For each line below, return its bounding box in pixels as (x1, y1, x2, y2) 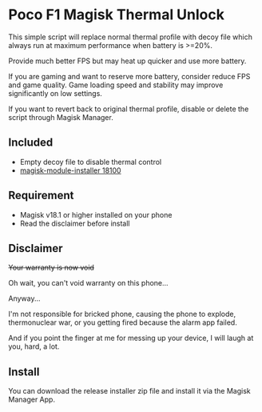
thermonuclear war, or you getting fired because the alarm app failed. (8, 318, 237, 327)
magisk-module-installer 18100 (19, 166, 121, 175)
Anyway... (8, 294, 42, 303)
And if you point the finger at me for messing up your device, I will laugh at (8, 334, 254, 343)
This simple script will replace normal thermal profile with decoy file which (8, 32, 253, 42)
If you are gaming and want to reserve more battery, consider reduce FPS (8, 71, 251, 81)
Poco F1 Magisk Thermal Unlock (8, 6, 225, 24)
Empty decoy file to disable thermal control (19, 157, 162, 166)
